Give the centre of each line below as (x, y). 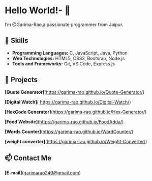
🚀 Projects (21, 80)
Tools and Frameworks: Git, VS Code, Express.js (64, 64)
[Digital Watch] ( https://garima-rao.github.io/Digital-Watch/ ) (68, 102)
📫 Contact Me (28, 158)
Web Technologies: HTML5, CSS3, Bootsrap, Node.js (68, 58)
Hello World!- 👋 (38, 10)
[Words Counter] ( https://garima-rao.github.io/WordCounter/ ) (69, 132)
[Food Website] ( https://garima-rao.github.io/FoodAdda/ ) (64, 121)
